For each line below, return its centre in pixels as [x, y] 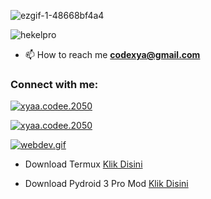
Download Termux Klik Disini [83, 164]
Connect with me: [54, 84]
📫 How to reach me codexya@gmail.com [112, 54]
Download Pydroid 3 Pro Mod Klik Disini [106, 184]
